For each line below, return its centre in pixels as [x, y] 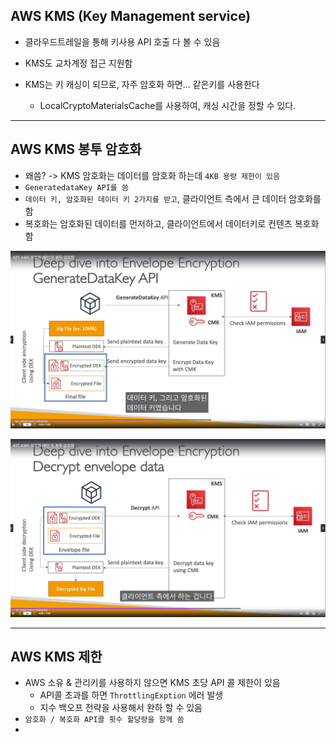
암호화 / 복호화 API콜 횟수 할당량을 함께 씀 [104, 720]
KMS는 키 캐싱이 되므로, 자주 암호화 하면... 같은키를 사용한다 [142, 84]
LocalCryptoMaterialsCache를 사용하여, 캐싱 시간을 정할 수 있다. [168, 105]
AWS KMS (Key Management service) [131, 16]
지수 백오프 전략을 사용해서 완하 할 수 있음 [121, 708]
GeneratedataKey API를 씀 [76, 187]
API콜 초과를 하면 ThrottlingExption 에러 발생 [131, 695]
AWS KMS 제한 [56, 656]
